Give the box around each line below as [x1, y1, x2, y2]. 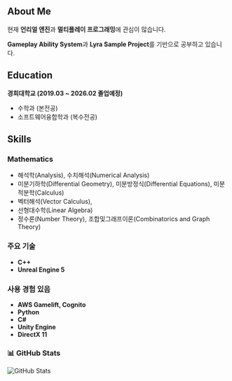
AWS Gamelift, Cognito [17, 300, 86, 309]
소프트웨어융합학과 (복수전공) [17, 112, 98, 121]
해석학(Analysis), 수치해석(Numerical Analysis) [17, 171, 150, 179]
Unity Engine [17, 322, 56, 331]
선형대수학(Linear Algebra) [17, 206, 93, 214]
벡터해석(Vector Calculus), [17, 198, 93, 206]
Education [7, 69, 53, 81]
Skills [7, 133, 32, 146]
